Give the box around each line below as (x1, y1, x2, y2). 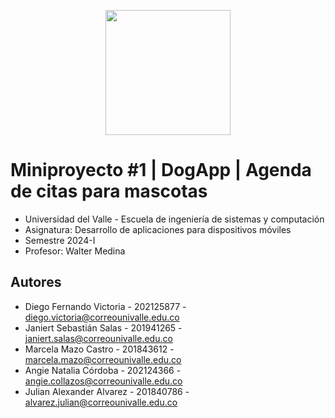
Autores (10, 274, 62, 291)
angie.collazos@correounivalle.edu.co (24, 375, 183, 387)
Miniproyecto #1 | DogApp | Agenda (10, 159, 312, 182)
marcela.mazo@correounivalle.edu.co (24, 353, 182, 365)
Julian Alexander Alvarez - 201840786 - (24, 385, 190, 397)
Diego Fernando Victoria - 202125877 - (24, 300, 187, 312)
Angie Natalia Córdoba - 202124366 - (24, 364, 182, 376)
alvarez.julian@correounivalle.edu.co (24, 396, 178, 408)
